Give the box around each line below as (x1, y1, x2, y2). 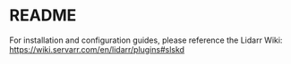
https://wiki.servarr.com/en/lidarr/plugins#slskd (9, 44, 185, 54)
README (9, 5, 77, 26)
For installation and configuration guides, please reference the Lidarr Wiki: (9, 35, 283, 45)
